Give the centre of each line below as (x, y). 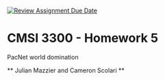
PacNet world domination (43, 57)
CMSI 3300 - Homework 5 (83, 38)
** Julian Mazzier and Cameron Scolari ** (66, 70)
